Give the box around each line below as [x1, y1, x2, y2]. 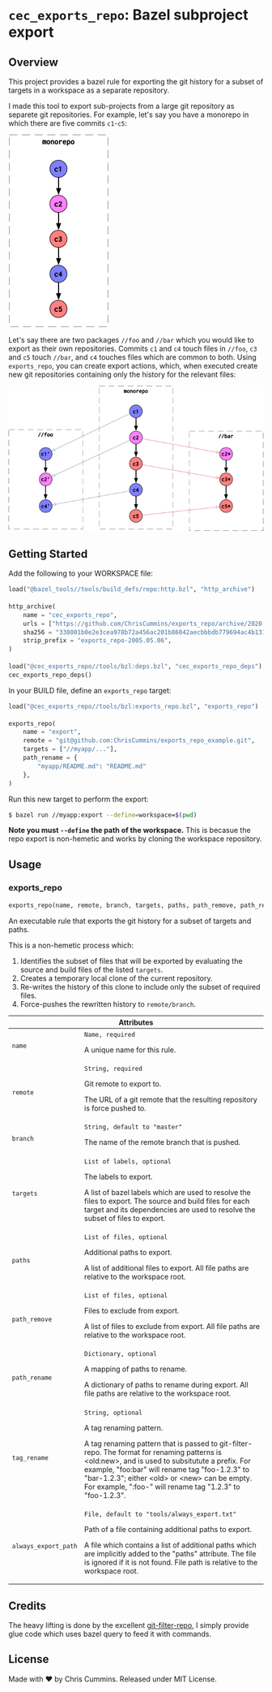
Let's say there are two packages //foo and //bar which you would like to [8, 335, 255, 344]
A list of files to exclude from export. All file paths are [83, 1322, 261, 1332]
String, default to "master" [83, 1123, 183, 1132]
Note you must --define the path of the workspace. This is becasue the [8, 826, 251, 835]
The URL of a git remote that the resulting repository [83, 1094, 257, 1105]
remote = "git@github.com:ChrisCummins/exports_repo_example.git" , [23, 736, 255, 745]
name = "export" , [23, 728, 82, 736]
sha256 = [23, 628, 53, 637]
